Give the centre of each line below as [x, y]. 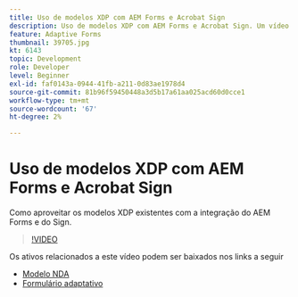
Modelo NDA [46, 274]
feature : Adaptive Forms [55, 34]
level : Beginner [39, 76]
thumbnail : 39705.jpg [50, 42]
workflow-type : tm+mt [50, 100]
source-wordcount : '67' [54, 109]
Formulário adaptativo [62, 284]
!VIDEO [44, 239]
